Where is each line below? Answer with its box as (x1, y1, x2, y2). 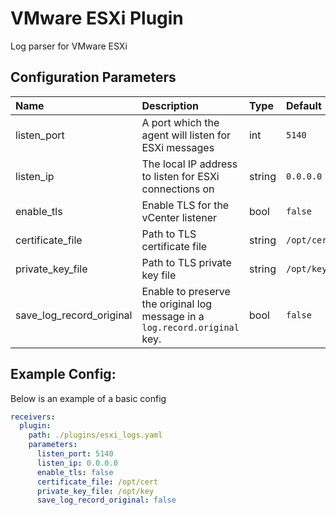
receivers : (10, 412, 56, 422)
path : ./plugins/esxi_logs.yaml (28, 430, 163, 441)
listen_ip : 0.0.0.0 (36, 458, 118, 468)
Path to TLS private (141, 255, 232, 269)
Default (285, 98, 322, 112)
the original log (141, 297, 213, 311)
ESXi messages (141, 140, 215, 154)
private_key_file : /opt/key (36, 486, 155, 496)
